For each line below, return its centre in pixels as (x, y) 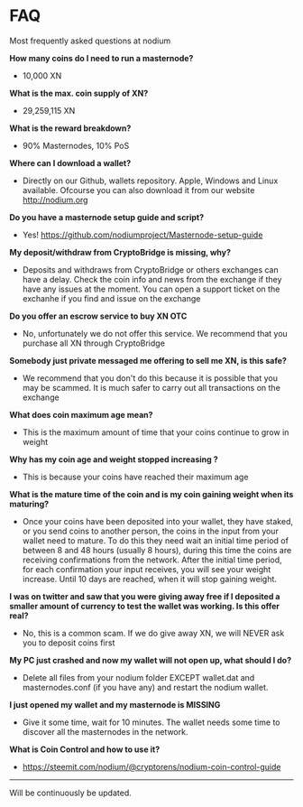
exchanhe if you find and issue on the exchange (111, 298)
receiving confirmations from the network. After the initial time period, (152, 560)
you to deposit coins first (69, 643)
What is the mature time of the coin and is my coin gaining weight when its (151, 494)
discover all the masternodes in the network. (105, 731)
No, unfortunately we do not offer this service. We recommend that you (155, 333)
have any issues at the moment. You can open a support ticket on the (151, 289)
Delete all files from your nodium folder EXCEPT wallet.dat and (138, 677)
